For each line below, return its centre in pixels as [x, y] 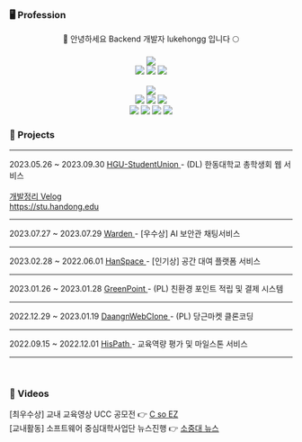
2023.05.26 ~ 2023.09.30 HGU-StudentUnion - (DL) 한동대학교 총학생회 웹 [146, 164]
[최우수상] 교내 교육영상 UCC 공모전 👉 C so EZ [94, 414]
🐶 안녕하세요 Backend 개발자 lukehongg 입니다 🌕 [151, 39]
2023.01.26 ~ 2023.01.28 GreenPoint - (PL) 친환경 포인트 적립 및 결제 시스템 [147, 288]
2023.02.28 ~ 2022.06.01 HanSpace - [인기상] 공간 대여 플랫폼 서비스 [135, 261]
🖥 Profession [38, 14]
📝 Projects [32, 135]
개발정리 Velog [36, 196]
